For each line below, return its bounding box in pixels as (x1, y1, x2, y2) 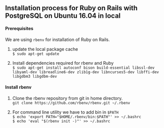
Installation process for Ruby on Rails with (5, 4, 138, 12)
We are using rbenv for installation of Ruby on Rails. (5, 37, 110, 43)
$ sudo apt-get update (12, 51, 59, 56)
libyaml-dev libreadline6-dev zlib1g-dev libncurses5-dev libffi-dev (12, 69, 160, 75)
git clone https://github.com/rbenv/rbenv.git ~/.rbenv (12, 100, 130, 105)
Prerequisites (5, 25, 34, 31)
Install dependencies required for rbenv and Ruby (12, 60, 114, 66)
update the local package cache (12, 46, 78, 52)
